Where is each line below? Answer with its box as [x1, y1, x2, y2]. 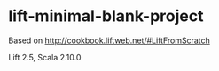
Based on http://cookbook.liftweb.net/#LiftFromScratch [8, 35, 210, 46]
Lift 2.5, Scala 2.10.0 [8, 52, 82, 62]
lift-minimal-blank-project [8, 6, 204, 26]
